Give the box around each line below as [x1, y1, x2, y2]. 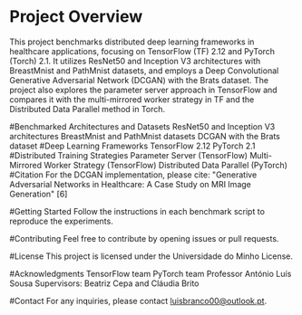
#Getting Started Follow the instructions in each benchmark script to [9, 205, 266, 216]
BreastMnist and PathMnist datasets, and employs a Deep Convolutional [9, 65, 279, 76]
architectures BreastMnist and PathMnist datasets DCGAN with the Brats [9, 130, 281, 141]
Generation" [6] [9, 188, 68, 199]
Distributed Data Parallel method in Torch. [9, 103, 166, 114]
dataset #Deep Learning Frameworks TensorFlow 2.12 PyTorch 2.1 [9, 140, 256, 151]
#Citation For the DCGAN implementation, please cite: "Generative [9, 169, 258, 180]
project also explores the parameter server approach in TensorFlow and [9, 84, 278, 95]
